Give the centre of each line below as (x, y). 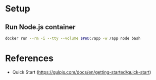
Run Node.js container (40, 27)
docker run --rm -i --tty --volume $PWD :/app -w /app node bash (73, 38)
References (29, 58)
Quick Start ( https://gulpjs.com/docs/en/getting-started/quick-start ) (82, 72)
